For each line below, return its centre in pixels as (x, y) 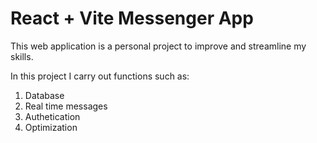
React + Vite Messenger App (132, 18)
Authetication (52, 116)
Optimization (51, 127)
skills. (22, 56)
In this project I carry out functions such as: (100, 76)
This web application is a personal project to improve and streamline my (158, 46)
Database (44, 95)
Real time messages (66, 106)
